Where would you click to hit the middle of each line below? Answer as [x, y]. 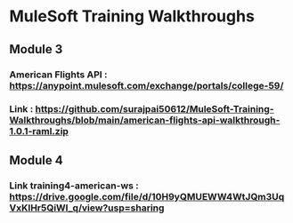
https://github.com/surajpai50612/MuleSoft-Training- [155, 109]
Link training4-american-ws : [74, 186]
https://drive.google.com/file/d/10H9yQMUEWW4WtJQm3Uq [147, 196]
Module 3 [36, 49]
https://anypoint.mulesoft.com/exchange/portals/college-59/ [146, 85]
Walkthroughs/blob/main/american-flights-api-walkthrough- [145, 120]
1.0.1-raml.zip [39, 131]
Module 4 [37, 160]
